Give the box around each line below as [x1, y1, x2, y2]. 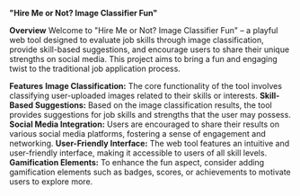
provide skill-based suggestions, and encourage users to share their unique [9, 44, 290, 55]
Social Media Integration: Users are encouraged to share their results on [9, 119, 280, 129]
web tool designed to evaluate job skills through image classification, [9, 35, 264, 45]
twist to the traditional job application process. [9, 63, 181, 74]
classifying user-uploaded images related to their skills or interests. [9, 90, 258, 101]
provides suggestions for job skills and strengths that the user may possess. [9, 110, 292, 120]
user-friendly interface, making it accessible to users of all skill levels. [9, 147, 268, 158]
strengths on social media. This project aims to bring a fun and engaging [9, 54, 278, 64]
